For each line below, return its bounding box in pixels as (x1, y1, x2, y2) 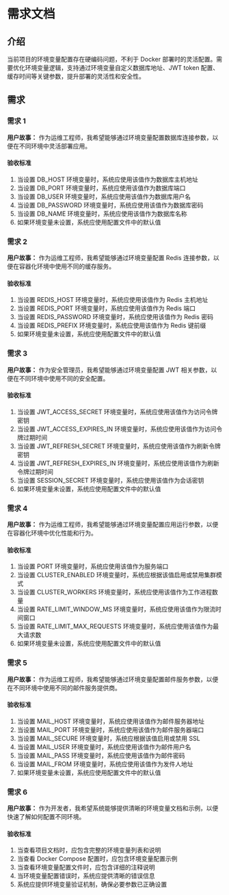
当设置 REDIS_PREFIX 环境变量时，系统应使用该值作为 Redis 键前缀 (16, 321, 206, 329)
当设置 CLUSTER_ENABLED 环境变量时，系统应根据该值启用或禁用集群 (16, 571, 217, 579)
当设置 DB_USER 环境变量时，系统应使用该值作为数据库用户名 (16, 192, 191, 201)
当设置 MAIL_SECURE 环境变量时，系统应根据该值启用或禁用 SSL (16, 734, 200, 742)
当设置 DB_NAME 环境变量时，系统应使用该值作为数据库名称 (16, 210, 188, 218)
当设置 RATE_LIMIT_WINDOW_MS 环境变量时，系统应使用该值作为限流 (16, 605, 216, 614)
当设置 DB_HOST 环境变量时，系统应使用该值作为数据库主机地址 (16, 175, 198, 184)
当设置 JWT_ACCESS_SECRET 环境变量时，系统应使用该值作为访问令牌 (16, 407, 218, 416)
